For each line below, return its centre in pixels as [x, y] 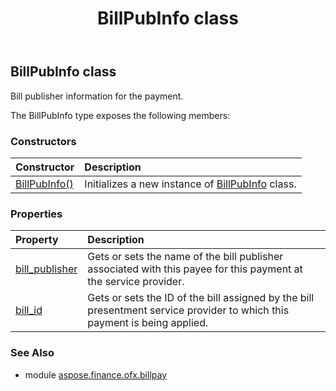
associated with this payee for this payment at [195, 269]
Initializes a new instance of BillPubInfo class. [190, 184]
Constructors [43, 141]
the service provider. [136, 282]
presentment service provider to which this [188, 310]
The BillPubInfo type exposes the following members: [120, 115]
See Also [32, 353]
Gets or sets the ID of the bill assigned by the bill [201, 298]
